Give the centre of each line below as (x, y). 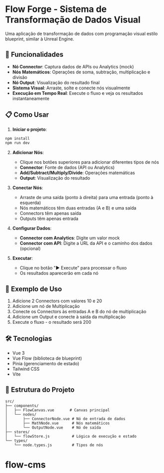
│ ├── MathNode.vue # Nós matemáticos (58, 423)
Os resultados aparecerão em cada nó (59, 273)
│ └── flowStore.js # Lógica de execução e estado (71, 436)
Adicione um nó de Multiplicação (46, 306)
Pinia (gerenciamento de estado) (46, 363)
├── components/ (22, 406)
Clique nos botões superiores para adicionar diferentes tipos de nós (89, 162)
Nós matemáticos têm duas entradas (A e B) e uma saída (78, 208)
